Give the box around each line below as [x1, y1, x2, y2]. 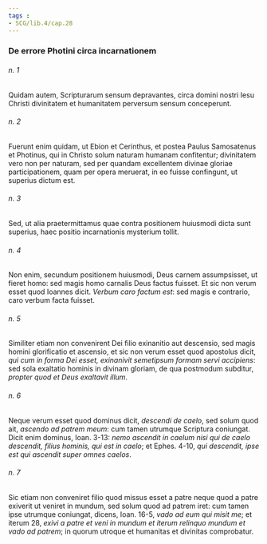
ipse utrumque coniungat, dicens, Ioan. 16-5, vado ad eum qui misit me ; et [8, 509, 253, 519]
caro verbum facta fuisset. [8, 296, 96, 305]
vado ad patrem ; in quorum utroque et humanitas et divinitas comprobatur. [8, 526, 254, 536]
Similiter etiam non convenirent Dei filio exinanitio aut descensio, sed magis [8, 339, 256, 348]
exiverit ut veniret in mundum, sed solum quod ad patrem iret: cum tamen [8, 501, 249, 510]
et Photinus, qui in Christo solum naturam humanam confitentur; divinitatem [8, 149, 257, 160]
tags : [8, 11, 30, 20]
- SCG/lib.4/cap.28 [8, 19, 73, 27]
